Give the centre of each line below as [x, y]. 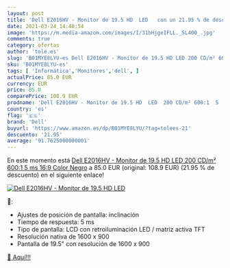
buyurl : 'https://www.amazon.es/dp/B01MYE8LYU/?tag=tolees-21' [99, 128]
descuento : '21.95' [35, 134]
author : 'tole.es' [33, 52]
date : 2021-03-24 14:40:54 [46, 26]
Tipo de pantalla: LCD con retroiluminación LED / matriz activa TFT [111, 230]
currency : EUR [27, 84]
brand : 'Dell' [27, 122]
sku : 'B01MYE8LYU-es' [38, 64]
